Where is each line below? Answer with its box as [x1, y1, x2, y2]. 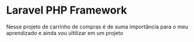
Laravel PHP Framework [6, 4, 127, 17]
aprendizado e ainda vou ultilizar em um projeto [6, 29, 124, 36]
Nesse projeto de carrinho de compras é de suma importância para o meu [6, 23, 189, 30]
